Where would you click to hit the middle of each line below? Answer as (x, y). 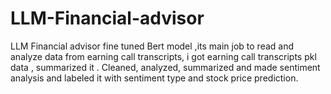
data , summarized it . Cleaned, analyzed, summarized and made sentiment (165, 67)
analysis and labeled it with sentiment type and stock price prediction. (154, 78)
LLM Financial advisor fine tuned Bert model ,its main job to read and (152, 46)
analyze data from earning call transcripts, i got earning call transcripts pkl (163, 56)
